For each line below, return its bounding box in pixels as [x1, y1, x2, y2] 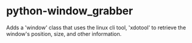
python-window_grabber [6, 4, 133, 18]
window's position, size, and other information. [6, 30, 121, 37]
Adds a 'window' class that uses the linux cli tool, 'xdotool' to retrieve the [6, 24, 187, 31]
